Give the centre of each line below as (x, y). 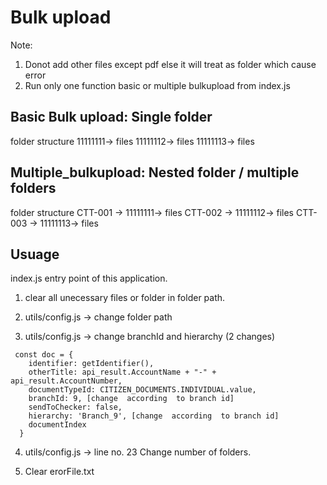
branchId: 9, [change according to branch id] (131, 399)
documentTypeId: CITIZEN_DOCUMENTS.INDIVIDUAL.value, (142, 390)
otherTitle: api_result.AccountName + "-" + (122, 372)
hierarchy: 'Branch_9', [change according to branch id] (154, 416)
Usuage (35, 254)
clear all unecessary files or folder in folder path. (125, 298)
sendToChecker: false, (75, 407)
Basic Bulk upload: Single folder (111, 117)
